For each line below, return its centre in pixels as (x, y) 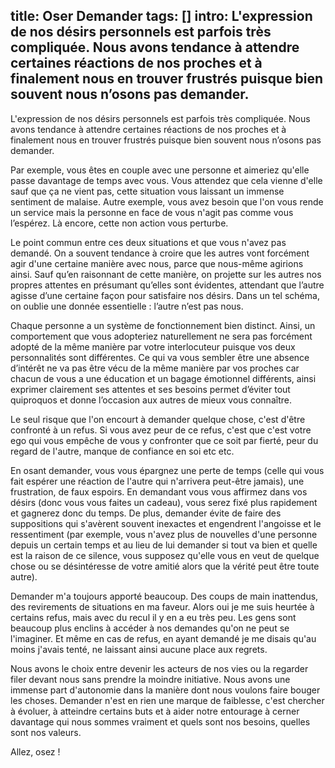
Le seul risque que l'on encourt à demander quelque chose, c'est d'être (158, 419)
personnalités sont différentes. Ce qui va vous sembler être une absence (160, 357)
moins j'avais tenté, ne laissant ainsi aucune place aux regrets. (139, 649)
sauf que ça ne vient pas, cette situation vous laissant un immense (147, 191)
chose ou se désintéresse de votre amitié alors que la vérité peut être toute (165, 566)
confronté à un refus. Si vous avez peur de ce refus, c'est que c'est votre (161, 430)
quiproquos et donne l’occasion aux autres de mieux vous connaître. (151, 400)
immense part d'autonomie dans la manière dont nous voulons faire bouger (165, 690)
